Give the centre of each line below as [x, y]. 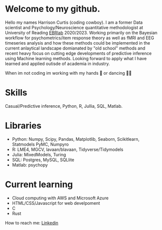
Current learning [39, 184]
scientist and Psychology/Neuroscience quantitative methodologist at [74, 27]
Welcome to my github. [53, 9]
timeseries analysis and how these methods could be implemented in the [78, 43]
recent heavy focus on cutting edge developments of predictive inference [78, 53]
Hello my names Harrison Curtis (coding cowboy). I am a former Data [74, 22]
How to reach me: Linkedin [32, 223]
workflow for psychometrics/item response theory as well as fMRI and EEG [80, 38]
